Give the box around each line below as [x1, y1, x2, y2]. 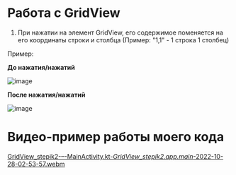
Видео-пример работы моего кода [7, 129, 225, 145]
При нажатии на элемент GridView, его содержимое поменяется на [17, 28, 223, 37]
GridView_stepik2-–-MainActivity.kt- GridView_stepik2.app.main [7, 152, 193, 160]
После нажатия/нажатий [7, 90, 86, 99]
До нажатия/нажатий [7, 63, 76, 71]
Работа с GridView [7, 5, 120, 21]
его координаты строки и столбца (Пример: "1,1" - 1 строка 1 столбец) [17, 35, 230, 44]
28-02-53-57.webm [7, 159, 65, 168]
